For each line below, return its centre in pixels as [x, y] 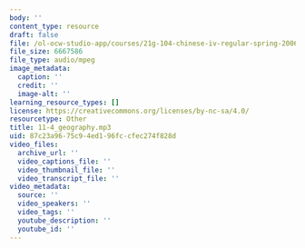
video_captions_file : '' [64, 161]
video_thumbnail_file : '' [67, 170]
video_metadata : [40, 187]
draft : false [34, 35]
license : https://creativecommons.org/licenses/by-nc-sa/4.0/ [129, 111]
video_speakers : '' [54, 204]
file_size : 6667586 [46, 52]
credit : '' [38, 85]
